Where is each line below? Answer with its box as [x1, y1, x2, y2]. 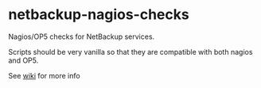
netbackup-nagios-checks [8, 6, 189, 24]
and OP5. [8, 55, 39, 65]
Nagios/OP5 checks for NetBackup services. [8, 32, 155, 41]
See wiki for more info [8, 71, 81, 80]
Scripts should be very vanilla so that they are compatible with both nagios [8, 47, 253, 56]
